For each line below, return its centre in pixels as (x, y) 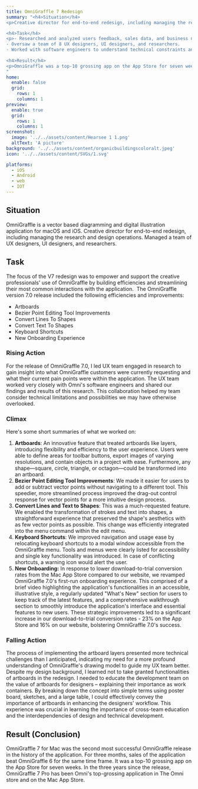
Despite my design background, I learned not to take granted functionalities (98, 672)
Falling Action (26, 640)
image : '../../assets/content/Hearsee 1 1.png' (71, 137)
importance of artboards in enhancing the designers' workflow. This (89, 703)
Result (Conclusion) (43, 734)
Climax (16, 418)
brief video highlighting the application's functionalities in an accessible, (102, 587)
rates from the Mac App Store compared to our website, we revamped (100, 575)
